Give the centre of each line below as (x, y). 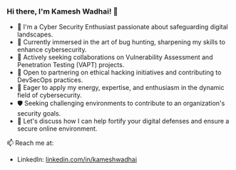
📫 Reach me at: (30, 143)
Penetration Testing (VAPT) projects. (71, 65)
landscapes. (35, 34)
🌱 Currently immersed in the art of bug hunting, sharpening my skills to (121, 42)
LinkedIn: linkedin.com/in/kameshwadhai (77, 159)
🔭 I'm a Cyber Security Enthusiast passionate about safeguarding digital (123, 27)
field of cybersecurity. (50, 95)
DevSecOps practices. (50, 80)
